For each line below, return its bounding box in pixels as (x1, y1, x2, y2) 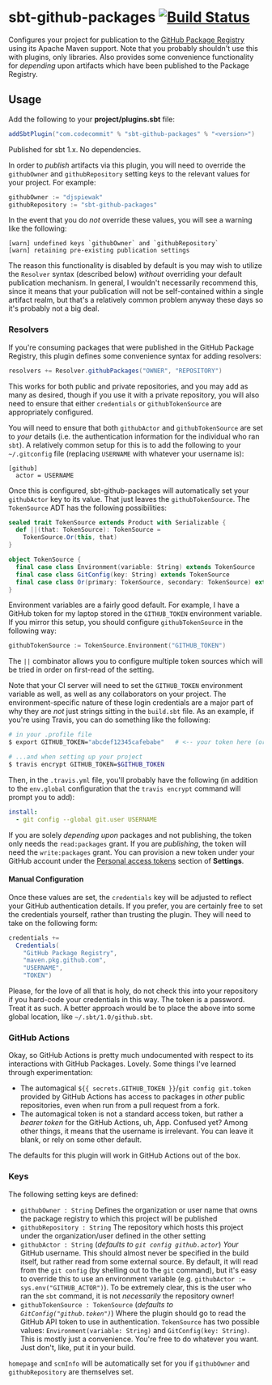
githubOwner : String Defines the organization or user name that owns (19, 1204, 257, 1214)
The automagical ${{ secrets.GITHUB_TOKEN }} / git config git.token (19, 1083, 252, 1093)
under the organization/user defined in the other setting (19, 1230, 206, 1240)
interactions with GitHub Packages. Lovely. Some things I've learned (8, 1059, 236, 1068)
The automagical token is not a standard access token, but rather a (19, 1109, 244, 1119)
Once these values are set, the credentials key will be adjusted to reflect (8, 892, 253, 902)
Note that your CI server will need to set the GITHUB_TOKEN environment (8, 681, 243, 690)
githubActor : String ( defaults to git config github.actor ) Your (19, 1239, 239, 1249)
